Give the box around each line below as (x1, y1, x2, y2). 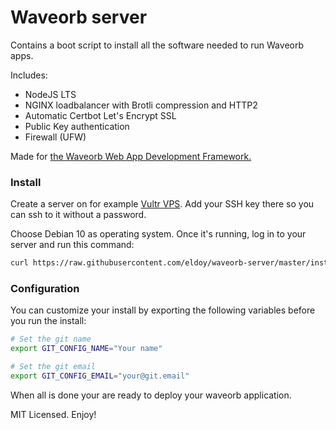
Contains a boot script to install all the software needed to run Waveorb (10, 39, 304, 51)
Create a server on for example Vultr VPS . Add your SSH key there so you (10, 198, 315, 210)
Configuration (10, 282, 80, 296)
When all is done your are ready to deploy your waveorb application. (10, 389, 292, 401)
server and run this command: (10, 239, 135, 251)
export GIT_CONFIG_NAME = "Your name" (10, 344, 163, 354)
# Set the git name (10, 334, 92, 345)
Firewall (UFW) (24, 131, 87, 143)
